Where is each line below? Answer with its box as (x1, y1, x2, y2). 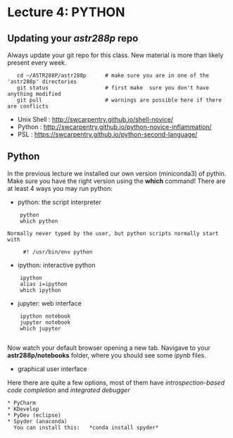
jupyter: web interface (17, 299, 82, 307)
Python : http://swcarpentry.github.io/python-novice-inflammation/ (17, 123, 213, 131)
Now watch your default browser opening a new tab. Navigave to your (7, 343, 211, 352)
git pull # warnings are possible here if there (16, 96, 222, 104)
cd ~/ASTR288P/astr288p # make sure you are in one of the (16, 72, 210, 79)
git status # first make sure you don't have (16, 85, 210, 92)
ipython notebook (20, 313, 71, 320)
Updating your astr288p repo (7, 32, 139, 44)
